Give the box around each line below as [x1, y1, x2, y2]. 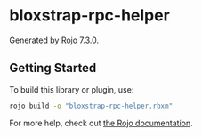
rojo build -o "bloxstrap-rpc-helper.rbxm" [9, 101, 174, 110]
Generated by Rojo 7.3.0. [9, 35, 100, 45]
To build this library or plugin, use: [9, 84, 134, 94]
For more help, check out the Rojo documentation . [9, 117, 193, 128]
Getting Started [9, 60, 97, 76]
